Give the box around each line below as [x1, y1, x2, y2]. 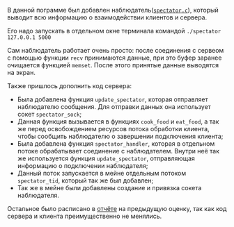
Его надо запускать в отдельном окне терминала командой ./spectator [7, 27, 221, 35]
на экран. [7, 69, 36, 76]
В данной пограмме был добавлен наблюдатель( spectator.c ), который [7, 6, 219, 14]
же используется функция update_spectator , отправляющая [17, 154, 195, 162]
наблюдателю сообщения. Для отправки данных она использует [17, 103, 211, 110]
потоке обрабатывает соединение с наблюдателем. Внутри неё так [17, 147, 220, 155]
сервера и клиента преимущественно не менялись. [7, 212, 162, 220]
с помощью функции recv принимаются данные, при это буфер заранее [7, 53, 222, 62]
